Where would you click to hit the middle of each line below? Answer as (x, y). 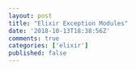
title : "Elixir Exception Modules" (68, 23)
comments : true (34, 38)
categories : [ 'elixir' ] (49, 46)
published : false (38, 53)
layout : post (30, 16)
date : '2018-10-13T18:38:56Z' (59, 31)
